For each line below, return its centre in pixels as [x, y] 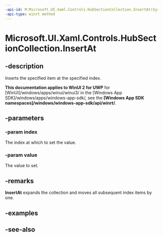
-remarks [19, 181]
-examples [22, 213]
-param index [21, 132]
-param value [21, 155]
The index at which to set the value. [41, 143]
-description [24, 66]
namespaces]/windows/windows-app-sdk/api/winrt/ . [61, 103]
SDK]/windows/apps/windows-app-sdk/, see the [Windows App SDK [75, 98]
